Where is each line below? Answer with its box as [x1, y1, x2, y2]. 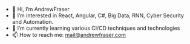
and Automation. [11, 18, 54, 25]
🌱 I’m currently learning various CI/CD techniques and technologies [11, 24, 180, 32]
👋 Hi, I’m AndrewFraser [11, 6, 70, 12]
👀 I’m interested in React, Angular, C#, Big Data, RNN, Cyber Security [11, 12, 185, 19]
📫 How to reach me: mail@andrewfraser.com [11, 32, 126, 38]
